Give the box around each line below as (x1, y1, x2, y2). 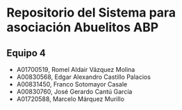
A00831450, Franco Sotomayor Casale (16, 80, 128, 88)
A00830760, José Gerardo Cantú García (16, 88, 133, 95)
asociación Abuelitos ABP (6, 19, 159, 35)
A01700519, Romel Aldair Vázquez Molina (16, 66, 135, 73)
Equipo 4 (6, 47, 47, 59)
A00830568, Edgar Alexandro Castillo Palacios (16, 73, 151, 81)
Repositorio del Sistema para (6, 5, 176, 21)
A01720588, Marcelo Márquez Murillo (16, 95, 124, 103)
